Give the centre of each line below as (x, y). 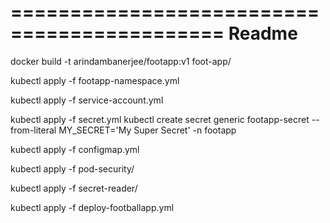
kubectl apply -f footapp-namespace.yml (95, 80)
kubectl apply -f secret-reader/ (74, 188)
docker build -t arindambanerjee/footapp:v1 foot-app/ (121, 61)
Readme (263, 33)
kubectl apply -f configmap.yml (75, 149)
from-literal (33, 130)
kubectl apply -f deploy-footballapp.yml (92, 207)
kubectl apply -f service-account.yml (87, 100)
